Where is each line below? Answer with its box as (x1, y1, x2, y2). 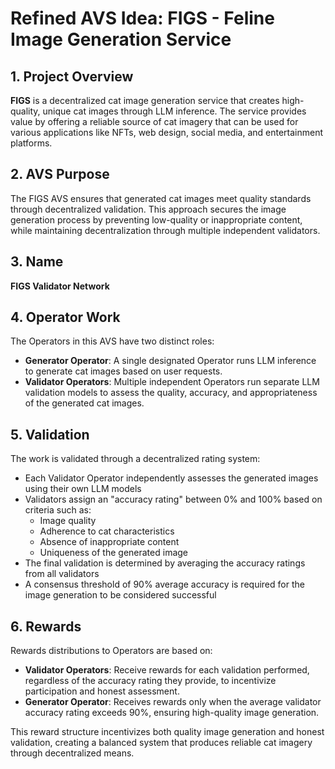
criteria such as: (24, 504, 92, 516)
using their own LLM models (24, 483, 142, 495)
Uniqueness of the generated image (39, 547, 189, 559)
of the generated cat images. (24, 397, 145, 409)
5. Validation (10, 426, 90, 443)
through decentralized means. (10, 747, 135, 759)
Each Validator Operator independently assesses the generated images (24, 472, 319, 484)
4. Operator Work (10, 309, 121, 326)
